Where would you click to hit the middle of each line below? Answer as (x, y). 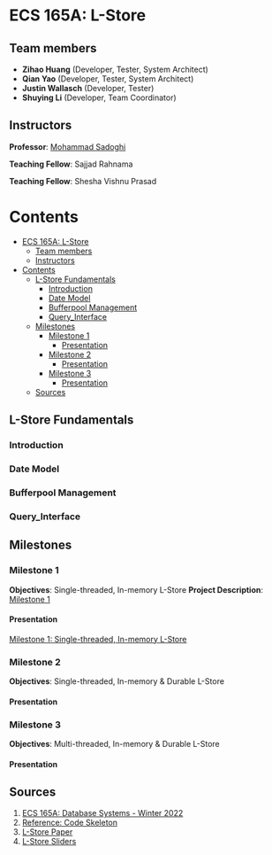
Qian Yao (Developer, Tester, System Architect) (108, 79)
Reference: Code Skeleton (69, 823)
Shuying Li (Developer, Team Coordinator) (99, 97)
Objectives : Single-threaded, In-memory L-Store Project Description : (136, 589)
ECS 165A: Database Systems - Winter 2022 (102, 813)
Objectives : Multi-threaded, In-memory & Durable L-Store (115, 743)
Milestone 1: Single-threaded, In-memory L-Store (98, 639)
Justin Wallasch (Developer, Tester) (88, 88)
